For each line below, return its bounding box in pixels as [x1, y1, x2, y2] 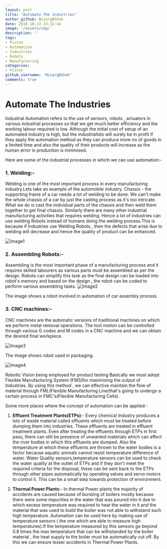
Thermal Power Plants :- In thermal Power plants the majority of [12, 486, 144, 492]
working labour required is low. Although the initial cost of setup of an [5, 126, 148, 132]
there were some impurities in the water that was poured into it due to [12, 496, 156, 502]
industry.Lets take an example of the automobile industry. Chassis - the [5, 186, 152, 192]
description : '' [5, 31, 39, 36]
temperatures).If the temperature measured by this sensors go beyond [12, 523, 158, 529]
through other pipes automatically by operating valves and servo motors [12, 471, 161, 477]
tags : [5, 36, 16, 41]
